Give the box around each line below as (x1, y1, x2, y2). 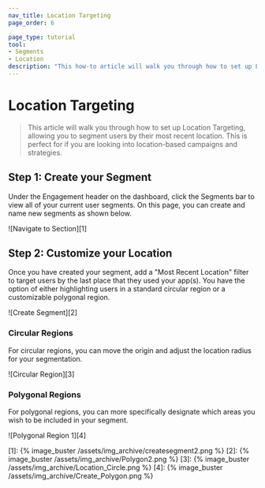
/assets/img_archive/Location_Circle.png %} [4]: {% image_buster (8, 463, 223, 472)
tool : (8, 40, 26, 48)
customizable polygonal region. (8, 293, 110, 302)
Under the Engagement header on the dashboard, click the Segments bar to (8, 191, 255, 201)
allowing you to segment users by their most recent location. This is (27, 131, 248, 141)
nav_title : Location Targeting (8, 11, 111, 20)
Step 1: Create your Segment (8, 171, 152, 184)
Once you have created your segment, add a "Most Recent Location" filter (8, 268, 249, 277)
